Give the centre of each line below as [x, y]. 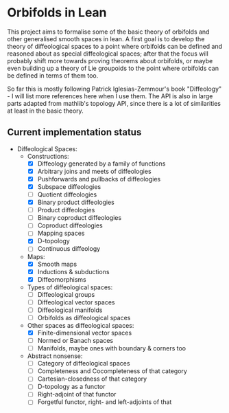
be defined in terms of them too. [53, 75]
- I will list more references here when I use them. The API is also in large [110, 96]
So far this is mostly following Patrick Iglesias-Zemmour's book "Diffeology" [114, 89]
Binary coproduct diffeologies [80, 218]
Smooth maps [57, 264]
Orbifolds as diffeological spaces [84, 317]
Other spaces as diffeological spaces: [81, 325]
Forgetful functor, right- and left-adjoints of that [105, 402]
